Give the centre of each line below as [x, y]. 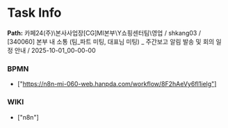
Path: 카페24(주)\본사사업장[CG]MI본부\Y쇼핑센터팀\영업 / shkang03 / [104, 33]
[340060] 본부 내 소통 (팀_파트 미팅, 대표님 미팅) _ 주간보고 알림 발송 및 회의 [111, 41]
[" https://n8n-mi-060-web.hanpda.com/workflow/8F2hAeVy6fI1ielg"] [117, 84]
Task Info [34, 13]
